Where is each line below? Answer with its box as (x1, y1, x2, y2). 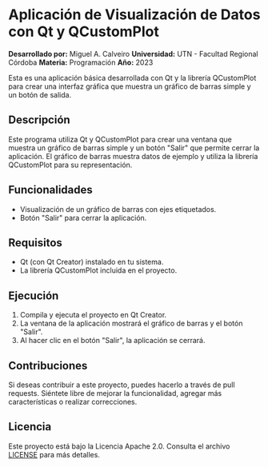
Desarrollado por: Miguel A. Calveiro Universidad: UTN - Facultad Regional (8, 49, 258, 58)
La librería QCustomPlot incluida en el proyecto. (19, 265, 178, 275)
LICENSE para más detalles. (8, 449, 100, 459)
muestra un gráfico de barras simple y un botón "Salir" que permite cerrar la (8, 142, 260, 153)
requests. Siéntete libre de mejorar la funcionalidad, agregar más (8, 389, 222, 397)
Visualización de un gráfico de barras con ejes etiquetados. (19, 204, 217, 214)
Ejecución (8, 289, 59, 302)
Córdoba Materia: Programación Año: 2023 (8, 58, 154, 67)
